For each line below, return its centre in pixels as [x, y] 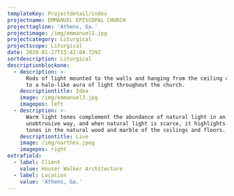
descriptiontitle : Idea [54, 91]
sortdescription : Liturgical [49, 59]
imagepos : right [44, 149]
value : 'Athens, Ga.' [51, 181]
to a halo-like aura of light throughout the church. [106, 85]
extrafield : [24, 156]
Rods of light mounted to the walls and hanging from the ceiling [124, 78]
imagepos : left [42, 104]
